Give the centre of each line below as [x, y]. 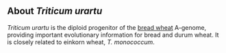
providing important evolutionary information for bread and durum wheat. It [113, 35]
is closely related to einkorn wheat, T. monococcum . [81, 42]
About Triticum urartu [55, 11]
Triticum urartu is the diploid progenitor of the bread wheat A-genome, [107, 27]
